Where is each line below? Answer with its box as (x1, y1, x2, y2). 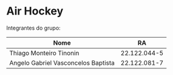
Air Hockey (6, 4, 64, 18)
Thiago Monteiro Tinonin (9, 48, 80, 57)
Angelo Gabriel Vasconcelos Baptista (9, 59, 115, 67)
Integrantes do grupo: (6, 24, 61, 31)
